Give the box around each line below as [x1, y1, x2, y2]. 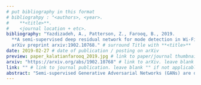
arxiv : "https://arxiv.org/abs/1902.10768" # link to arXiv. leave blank [6, 59, 194, 65]
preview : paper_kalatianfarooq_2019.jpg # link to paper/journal [6, 53, 172, 59]
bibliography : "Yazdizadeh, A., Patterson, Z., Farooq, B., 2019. [6, 31, 175, 37]
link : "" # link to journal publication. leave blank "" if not [6, 64, 170, 71]
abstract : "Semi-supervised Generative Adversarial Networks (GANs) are [6, 70, 191, 76]
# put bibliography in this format [6, 8, 95, 15]
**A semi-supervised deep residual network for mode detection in [11, 37, 181, 42]
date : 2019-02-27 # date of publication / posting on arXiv [6, 48, 160, 54]
